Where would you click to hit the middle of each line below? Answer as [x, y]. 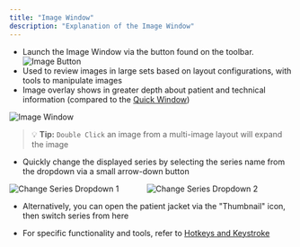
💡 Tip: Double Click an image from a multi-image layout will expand [157, 134]
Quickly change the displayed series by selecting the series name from [154, 162]
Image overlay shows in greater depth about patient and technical [144, 90]
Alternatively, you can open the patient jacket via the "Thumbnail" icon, [154, 206]
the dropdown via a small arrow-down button [106, 171]
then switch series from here [75, 216]
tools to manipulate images [72, 80]
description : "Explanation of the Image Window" [102, 26]
